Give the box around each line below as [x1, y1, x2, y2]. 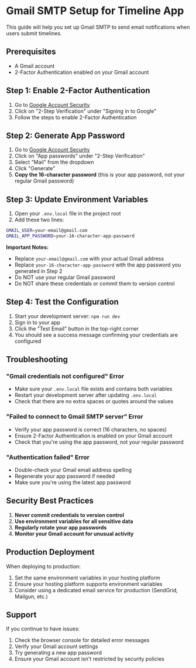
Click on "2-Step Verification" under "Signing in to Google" [14, 107, 157, 114]
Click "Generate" [14, 165, 56, 172]
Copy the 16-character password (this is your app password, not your [14, 171, 185, 178]
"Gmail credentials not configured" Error [6, 372, 125, 380]
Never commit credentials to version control [14, 511, 125, 518]
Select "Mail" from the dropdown [14, 158, 95, 166]
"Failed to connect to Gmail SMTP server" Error [6, 413, 143, 421]
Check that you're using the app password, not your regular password [14, 438, 184, 446]
